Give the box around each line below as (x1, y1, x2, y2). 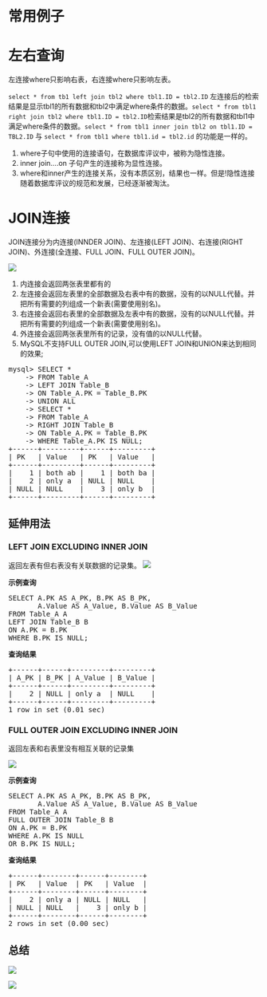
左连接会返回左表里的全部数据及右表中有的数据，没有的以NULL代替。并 (19, 289, 255, 299)
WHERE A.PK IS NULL (8, 831, 84, 841)
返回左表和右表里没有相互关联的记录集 (8, 743, 134, 754)
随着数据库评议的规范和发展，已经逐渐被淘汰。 (19, 179, 174, 188)
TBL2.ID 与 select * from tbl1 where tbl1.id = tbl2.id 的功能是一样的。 (8, 132, 253, 141)
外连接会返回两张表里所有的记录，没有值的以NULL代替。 (19, 329, 206, 339)
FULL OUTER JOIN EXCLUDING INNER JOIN (8, 724, 178, 735)
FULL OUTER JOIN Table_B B (8, 815, 114, 825)
